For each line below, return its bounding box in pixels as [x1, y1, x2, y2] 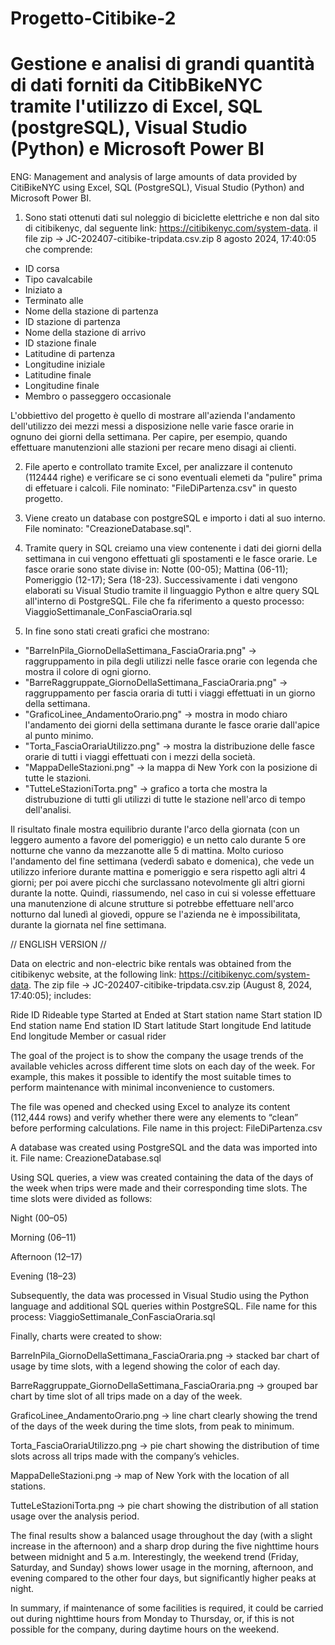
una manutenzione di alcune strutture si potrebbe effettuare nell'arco [10, 898, 295, 910]
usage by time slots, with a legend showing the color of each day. [10, 1360, 281, 1372]
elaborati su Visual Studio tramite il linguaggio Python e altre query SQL [24, 585, 320, 597]
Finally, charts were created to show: [10, 1330, 163, 1342]
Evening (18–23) [10, 1270, 77, 1282]
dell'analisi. [24, 804, 72, 816]
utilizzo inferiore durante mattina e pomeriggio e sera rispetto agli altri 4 [10, 866, 307, 878]
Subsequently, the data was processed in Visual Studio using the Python [10, 1290, 310, 1302]
